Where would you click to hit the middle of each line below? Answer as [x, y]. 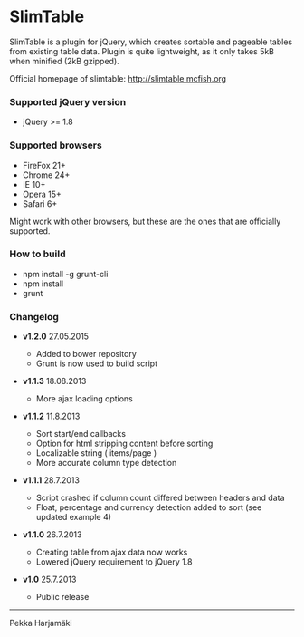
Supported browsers [56, 145]
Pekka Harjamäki [41, 623]
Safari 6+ [40, 203]
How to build [38, 254]
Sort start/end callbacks [81, 434]
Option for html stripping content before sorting [124, 444]
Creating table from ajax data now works [112, 552]
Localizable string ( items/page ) [96, 453]
